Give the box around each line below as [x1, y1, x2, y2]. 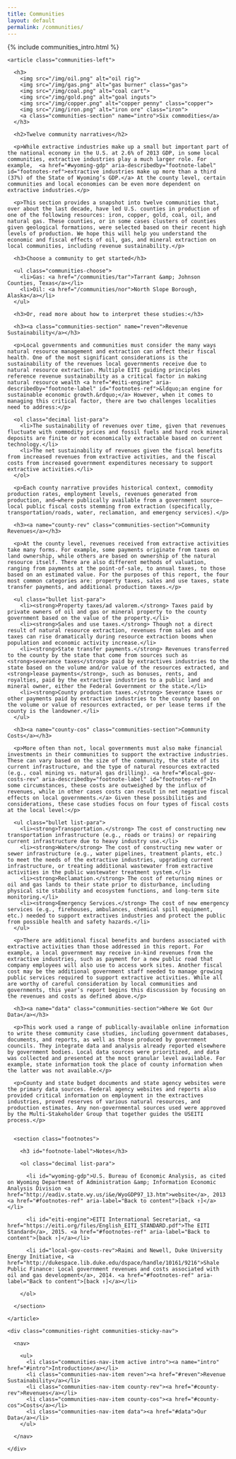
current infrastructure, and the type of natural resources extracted [7, 763, 220, 771]
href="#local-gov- [162, 770, 217, 777]
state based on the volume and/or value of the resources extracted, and [7, 664, 230, 672]
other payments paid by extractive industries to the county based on [7, 695, 220, 702]
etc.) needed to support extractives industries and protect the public [7, 912, 226, 920]
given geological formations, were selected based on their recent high [7, 224, 226, 231]
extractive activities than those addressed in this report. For [7, 943, 203, 950]
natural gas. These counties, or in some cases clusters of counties [7, 218, 217, 225]
